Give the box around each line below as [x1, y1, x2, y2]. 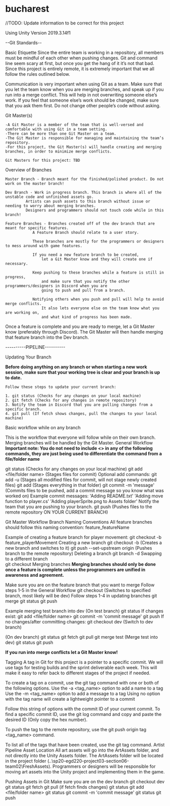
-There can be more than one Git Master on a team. [5, 131, 116, 136]
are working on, [5, 310, 39, 315]
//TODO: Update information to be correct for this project [5, 20, 124, 26]
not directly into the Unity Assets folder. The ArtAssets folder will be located [5, 752, 163, 758]
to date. [5, 374, 22, 380]
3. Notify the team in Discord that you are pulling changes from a [5, 402, 153, 407]
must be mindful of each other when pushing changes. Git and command [5, 54, 158, 61]
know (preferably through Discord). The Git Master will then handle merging [5, 329, 163, 335]
